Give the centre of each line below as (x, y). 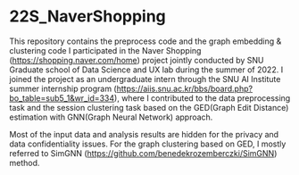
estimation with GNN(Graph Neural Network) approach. (111, 117)
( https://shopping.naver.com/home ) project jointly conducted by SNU (137, 60)
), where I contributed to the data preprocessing (203, 98)
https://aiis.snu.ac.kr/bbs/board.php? (184, 88)
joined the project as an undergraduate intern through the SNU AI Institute (145, 79)
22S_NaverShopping (88, 17)
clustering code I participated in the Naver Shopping (105, 50)
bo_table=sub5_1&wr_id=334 (62, 98)
